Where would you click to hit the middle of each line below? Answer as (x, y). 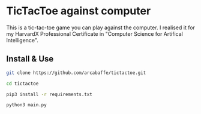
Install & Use (30, 59)
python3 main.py (26, 105)
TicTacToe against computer (79, 11)
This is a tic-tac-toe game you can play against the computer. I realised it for (100, 27)
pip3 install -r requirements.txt (49, 94)
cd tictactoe (22, 84)
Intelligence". (22, 40)
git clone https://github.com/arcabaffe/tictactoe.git (76, 73)
